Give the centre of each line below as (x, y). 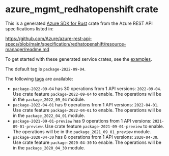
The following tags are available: (39, 79)
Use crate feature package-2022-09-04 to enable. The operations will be (87, 94)
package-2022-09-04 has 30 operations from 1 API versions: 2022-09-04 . (87, 88)
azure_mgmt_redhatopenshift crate (82, 9)
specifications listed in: (30, 28)
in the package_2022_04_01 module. (49, 115)
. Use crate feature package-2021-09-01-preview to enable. (103, 126)
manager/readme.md (27, 49)
